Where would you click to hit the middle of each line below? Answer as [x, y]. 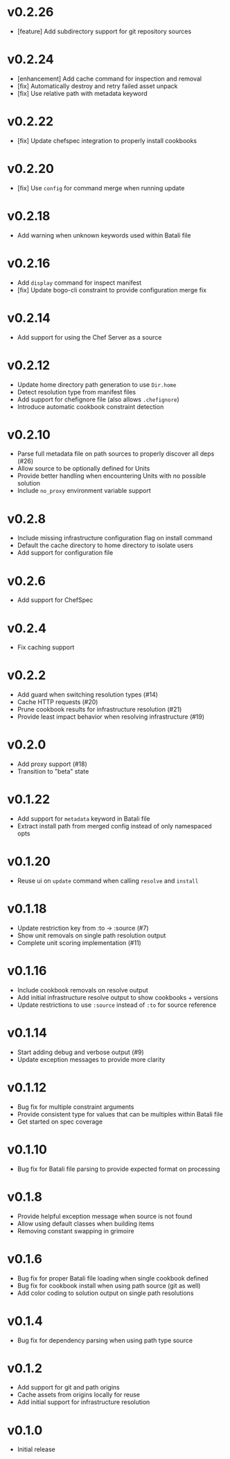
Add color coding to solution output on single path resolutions [105, 1293]
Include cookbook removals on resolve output [83, 990]
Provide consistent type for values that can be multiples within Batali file [120, 1114]
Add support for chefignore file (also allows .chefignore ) [98, 399]
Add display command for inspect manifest [79, 283]
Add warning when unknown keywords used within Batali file [104, 235]
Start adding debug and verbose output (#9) [80, 1052]
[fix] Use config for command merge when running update [101, 187]
